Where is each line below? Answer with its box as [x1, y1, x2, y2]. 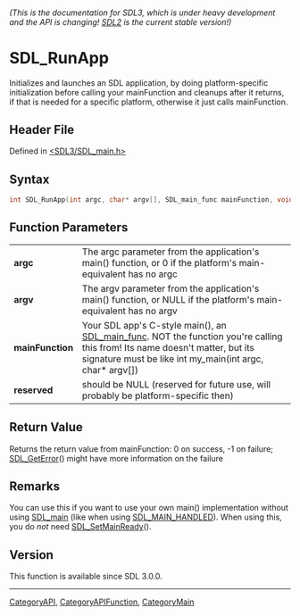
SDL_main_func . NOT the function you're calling [81, 330, 283, 343]
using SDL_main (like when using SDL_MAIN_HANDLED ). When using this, [9, 512, 283, 522]
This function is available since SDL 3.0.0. [9, 571, 162, 582]
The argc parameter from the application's [81, 246, 260, 258]
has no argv [128, 304, 178, 317]
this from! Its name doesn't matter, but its [81, 341, 254, 354]
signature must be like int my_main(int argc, [81, 353, 264, 365]
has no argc [128, 268, 179, 280]
